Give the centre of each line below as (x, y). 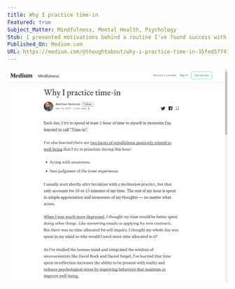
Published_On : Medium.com (45, 45)
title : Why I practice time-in (53, 15)
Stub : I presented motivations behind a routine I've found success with (117, 37)
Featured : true (29, 22)
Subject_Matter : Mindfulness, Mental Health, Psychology (92, 29)
